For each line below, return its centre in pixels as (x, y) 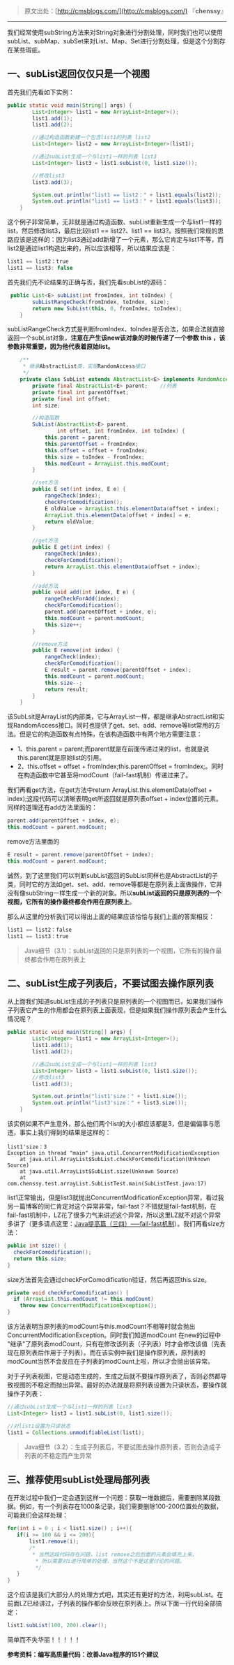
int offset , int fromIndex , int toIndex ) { (121, 431)
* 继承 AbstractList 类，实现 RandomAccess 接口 (84, 366)
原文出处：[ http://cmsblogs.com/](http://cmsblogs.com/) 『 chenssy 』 (125, 11)
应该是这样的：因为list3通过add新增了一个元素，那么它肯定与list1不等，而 (118, 240)
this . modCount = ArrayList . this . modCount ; (107, 463)
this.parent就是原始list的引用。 (61, 758)
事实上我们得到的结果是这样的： (65, 1132)
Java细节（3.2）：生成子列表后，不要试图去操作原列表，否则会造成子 (123, 1447)
